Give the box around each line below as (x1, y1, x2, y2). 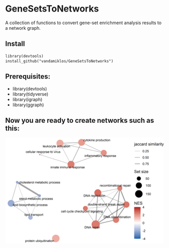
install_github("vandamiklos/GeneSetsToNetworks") (5, 58, 114, 63)
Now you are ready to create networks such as (5, 116, 154, 125)
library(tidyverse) (12, 91, 49, 97)
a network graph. (5, 25, 41, 31)
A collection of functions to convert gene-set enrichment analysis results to (5, 20, 162, 26)
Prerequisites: (5, 72, 50, 81)
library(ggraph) (12, 102, 44, 108)
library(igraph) (12, 96, 43, 102)
